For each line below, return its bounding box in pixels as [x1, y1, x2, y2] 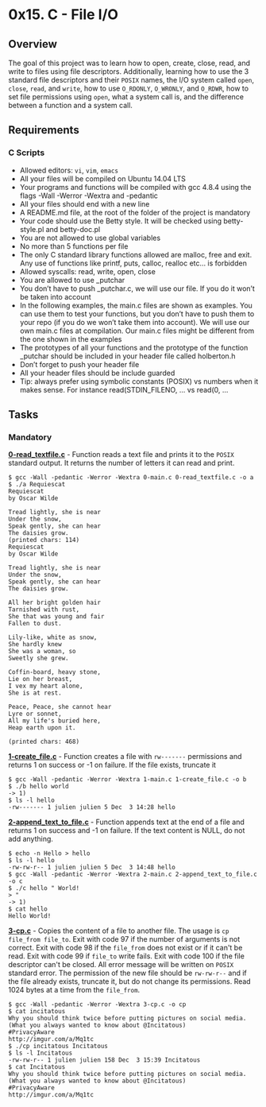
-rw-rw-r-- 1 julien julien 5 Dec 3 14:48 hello [8, 864, 176, 872]
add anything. [8, 834, 54, 844]
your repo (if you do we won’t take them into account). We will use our [19, 317, 250, 327]
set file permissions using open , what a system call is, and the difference [8, 92, 245, 101]
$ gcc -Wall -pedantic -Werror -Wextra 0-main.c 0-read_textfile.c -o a [8, 474, 254, 482]
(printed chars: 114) [8, 536, 80, 544]
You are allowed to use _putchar [19, 275, 125, 284]
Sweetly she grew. [8, 654, 69, 663]
